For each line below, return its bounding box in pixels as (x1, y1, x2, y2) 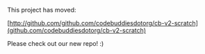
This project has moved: (7, 6, 76, 14)
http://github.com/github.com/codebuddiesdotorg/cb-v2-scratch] (9, 19, 198, 27)
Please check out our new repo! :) (7, 40, 104, 47)
